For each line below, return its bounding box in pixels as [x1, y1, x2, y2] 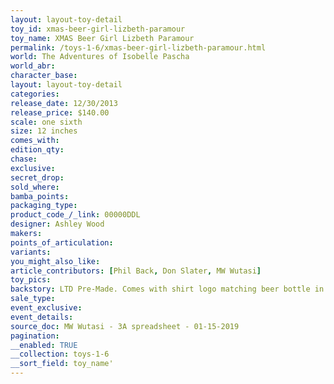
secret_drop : [10, 172, 65, 183]
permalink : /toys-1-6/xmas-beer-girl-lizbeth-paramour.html [10, 42, 267, 53]
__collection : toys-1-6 [10, 349, 110, 360]
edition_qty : [10, 145, 65, 155]
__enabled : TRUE [10, 340, 78, 350]
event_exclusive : [10, 303, 83, 313]
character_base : [10, 71, 78, 81]
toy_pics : [10, 275, 52, 285]
